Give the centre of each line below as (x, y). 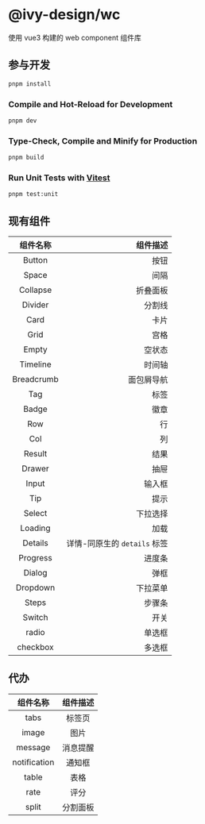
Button (35, 260)
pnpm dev (23, 121)
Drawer (35, 468)
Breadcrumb (35, 379)
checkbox (35, 647)
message (33, 747)
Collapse (35, 290)
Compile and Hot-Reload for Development (91, 104)
